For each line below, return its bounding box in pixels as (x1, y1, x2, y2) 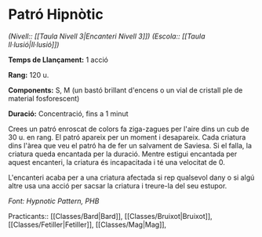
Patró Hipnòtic (8, 5, 104, 24)
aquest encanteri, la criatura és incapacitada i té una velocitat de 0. (8, 157, 225, 166)
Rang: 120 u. (8, 70, 49, 79)
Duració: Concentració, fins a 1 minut (8, 108, 129, 118)
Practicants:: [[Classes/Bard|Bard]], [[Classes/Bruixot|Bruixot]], (8, 211, 213, 221)
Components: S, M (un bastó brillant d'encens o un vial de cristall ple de (8, 85, 243, 95)
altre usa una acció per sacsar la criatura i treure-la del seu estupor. (8, 180, 227, 190)
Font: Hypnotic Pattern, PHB (8, 196, 100, 206)
